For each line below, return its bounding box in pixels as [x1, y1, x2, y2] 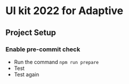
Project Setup [5, 28, 57, 38]
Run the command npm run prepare [13, 58, 99, 65]
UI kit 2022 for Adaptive [5, 4, 124, 18]
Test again [13, 70, 39, 78]
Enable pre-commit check [5, 45, 81, 53]
